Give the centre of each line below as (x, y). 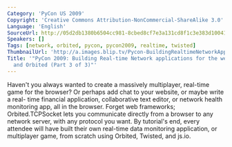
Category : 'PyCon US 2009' (46, 13)
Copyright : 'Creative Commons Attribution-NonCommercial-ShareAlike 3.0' (116, 20)
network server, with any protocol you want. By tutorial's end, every (104, 121)
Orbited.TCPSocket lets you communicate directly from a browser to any (110, 114)
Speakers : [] (26, 39)
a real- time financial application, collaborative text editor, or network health (115, 99)
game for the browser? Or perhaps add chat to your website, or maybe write (116, 92)
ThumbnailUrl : (28, 52)
